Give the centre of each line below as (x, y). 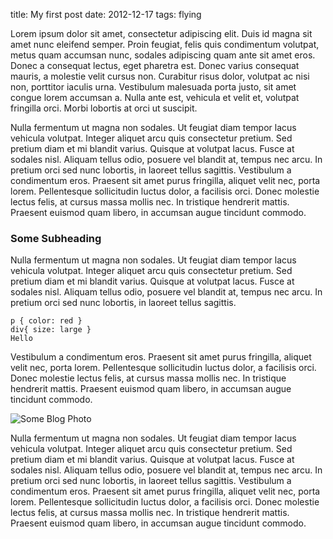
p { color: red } (46, 321)
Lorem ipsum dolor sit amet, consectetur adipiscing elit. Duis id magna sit (161, 33)
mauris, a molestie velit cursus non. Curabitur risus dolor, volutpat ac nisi (160, 76)
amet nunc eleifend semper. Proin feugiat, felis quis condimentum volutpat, (165, 44)
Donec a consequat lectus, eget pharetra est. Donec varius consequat (155, 65)
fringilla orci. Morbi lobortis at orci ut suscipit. (104, 108)
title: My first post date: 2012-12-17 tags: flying (106, 14)
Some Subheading (56, 238)
